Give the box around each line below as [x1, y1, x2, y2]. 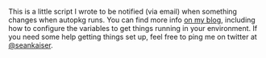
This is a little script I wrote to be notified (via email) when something [8, 7, 238, 16]
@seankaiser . [8, 41, 54, 50]
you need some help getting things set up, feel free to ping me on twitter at [8, 32, 258, 41]
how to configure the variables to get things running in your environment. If [8, 24, 258, 33]
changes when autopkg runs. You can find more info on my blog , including [8, 15, 256, 25]
